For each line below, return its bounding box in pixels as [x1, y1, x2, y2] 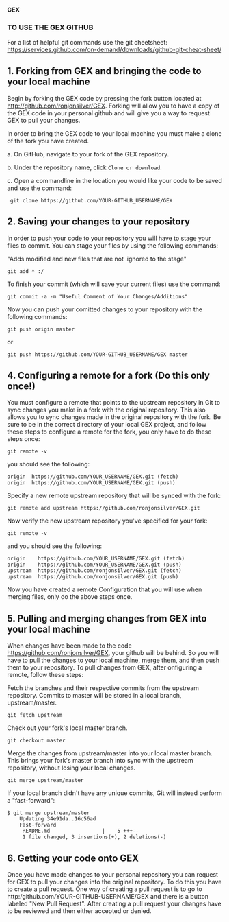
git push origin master [7, 326, 75, 333]
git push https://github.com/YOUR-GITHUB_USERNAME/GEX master [7, 351, 188, 358]
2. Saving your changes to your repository [7, 216, 190, 228]
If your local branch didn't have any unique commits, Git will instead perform [7, 789, 222, 797]
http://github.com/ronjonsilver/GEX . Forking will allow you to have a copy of [7, 102, 220, 110]
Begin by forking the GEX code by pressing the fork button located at [7, 94, 202, 102]
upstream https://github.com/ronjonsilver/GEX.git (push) [7, 574, 179, 580]
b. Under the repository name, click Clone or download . [7, 163, 162, 172]
